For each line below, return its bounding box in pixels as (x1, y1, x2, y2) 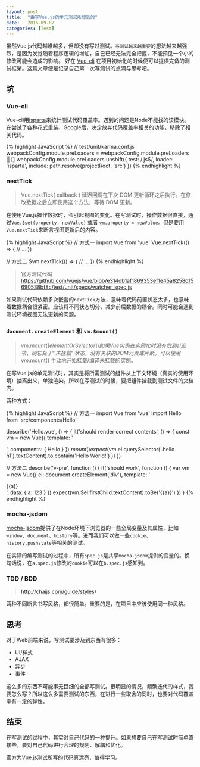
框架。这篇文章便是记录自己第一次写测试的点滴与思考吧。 (11, 65, 152, 72)
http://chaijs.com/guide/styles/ (20, 588, 97, 595)
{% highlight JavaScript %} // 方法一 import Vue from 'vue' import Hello (6, 409, 182, 417)
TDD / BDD (6, 574, 37, 582)
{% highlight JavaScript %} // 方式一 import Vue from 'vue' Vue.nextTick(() (6, 239, 189, 246)
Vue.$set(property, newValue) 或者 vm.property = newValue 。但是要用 (11, 219, 185, 226)
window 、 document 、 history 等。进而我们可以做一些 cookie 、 (6, 531, 152, 539)
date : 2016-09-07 (6, 20, 55, 26)
